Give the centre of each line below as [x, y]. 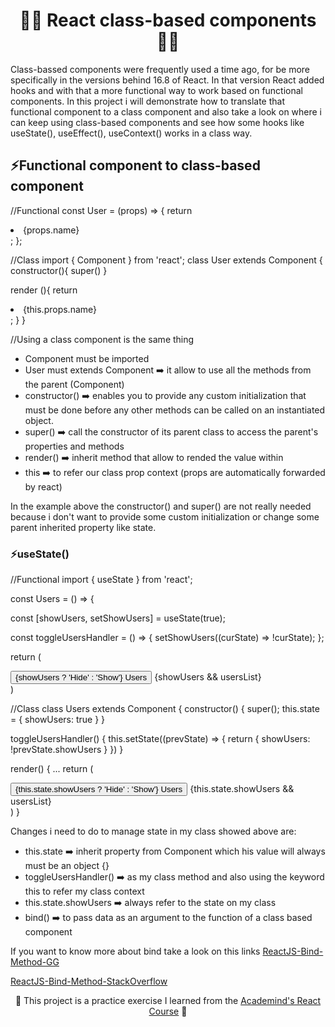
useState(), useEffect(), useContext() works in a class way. [131, 133]
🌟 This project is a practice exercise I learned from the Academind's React [168, 1001]
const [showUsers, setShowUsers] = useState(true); [118, 618]
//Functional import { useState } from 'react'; [101, 580]
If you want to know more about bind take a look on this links [135, 951]
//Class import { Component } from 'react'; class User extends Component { [166, 260]
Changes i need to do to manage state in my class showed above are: [153, 831]
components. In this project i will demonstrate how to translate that [148, 101]
